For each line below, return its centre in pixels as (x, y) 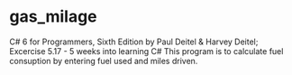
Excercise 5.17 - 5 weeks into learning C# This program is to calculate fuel (146, 51)
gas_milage (53, 17)
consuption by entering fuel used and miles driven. (104, 61)
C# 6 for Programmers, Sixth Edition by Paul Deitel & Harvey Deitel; (134, 42)
